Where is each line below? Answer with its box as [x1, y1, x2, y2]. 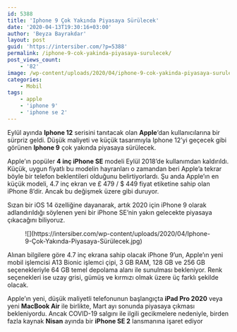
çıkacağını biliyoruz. [7, 215, 66, 224]
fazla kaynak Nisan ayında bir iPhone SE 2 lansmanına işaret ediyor [7, 316, 203, 325]
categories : [7, 76, 42, 83]
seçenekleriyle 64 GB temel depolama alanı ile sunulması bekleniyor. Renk [7, 266, 223, 274]
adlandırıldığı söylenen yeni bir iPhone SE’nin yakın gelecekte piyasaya [7, 208, 213, 216]
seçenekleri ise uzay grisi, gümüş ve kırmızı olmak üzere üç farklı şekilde [7, 273, 219, 281]
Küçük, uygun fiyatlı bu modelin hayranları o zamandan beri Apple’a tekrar [7, 164, 222, 173]
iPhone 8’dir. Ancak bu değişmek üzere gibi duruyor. [7, 186, 159, 195]
